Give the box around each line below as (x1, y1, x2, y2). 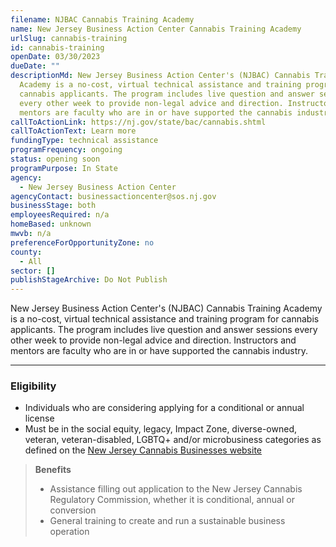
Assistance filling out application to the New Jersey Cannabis (49, 483, 303, 495)
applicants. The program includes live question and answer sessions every (10, 324, 318, 336)
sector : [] (10, 266, 56, 276)
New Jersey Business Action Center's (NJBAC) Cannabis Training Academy (10, 302, 323, 315)
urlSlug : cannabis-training (10, 33, 128, 43)
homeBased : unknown (10, 219, 92, 230)
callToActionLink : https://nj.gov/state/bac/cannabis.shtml (10, 117, 267, 127)
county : (10, 247, 43, 257)
